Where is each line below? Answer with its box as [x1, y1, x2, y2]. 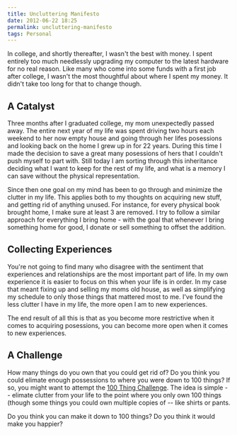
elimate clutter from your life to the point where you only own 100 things [11, 390, 221, 399]
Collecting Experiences [7, 244, 112, 256]
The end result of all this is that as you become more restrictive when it [7, 313, 214, 322]
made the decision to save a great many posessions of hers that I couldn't [7, 149, 223, 158]
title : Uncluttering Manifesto [7, 10, 100, 18]
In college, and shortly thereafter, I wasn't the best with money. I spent [7, 50, 213, 58]
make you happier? [7, 419, 64, 428]
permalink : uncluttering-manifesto [7, 23, 112, 30]
